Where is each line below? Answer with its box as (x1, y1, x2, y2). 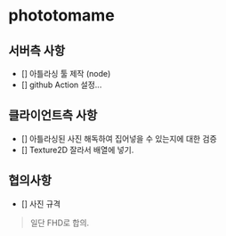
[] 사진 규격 (20, 198, 61, 209)
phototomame (8, 5, 115, 26)
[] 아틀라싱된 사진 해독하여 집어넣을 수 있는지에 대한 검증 (20, 133, 217, 143)
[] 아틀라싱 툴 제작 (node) (20, 69, 111, 78)
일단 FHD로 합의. (29, 217, 90, 228)
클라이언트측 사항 (8, 108, 98, 123)
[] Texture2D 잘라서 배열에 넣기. (20, 144, 134, 155)
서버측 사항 (8, 43, 66, 58)
